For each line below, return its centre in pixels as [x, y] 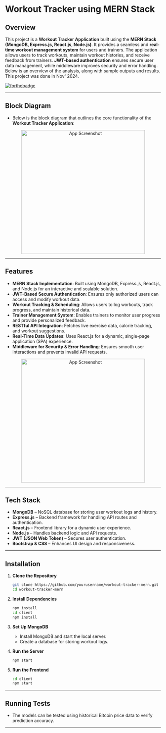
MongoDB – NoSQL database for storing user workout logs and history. [85, 512]
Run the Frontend [30, 670]
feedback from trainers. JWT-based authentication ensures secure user [80, 60]
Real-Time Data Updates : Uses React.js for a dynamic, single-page [81, 336]
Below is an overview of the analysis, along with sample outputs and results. [83, 71]
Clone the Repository [34, 576]
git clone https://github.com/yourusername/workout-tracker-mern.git [85, 585]
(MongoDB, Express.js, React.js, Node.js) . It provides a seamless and [77, 45]
